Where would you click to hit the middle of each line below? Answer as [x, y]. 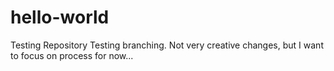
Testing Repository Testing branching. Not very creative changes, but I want [167, 45]
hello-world [60, 17]
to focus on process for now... [72, 55]
